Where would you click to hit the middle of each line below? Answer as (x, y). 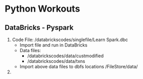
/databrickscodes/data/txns (56, 61)
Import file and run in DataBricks (53, 45)
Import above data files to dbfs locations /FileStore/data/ (79, 67)
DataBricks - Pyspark (39, 28)
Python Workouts (43, 9)
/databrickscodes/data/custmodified (65, 56)
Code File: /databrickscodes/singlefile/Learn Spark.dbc (70, 39)
